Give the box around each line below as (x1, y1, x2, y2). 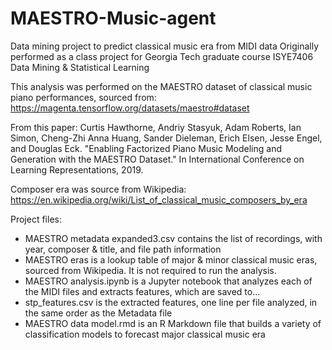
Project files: (10, 213, 62, 225)
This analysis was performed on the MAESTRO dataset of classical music (10, 80, 313, 92)
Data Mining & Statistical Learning (10, 61, 150, 73)
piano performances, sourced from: (10, 91, 157, 103)
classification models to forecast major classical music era (24, 328, 266, 340)
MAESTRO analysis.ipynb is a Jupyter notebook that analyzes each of (24, 275, 313, 287)
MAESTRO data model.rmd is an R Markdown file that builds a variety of (24, 317, 322, 329)
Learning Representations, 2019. (10, 163, 144, 176)
